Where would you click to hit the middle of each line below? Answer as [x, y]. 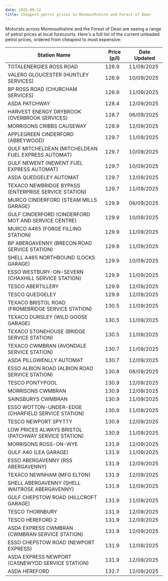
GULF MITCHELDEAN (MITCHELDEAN [53, 148]
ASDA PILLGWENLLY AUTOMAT [45, 360]
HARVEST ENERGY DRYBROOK [44, 112]
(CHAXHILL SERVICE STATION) [44, 278]
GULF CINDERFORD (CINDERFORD [49, 214]
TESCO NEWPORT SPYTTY [40, 421]
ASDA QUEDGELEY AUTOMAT [43, 177]
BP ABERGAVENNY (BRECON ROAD [50, 243]
